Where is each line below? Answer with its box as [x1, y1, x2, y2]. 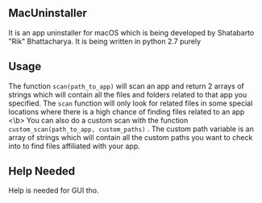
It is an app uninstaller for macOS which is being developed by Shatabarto [8, 27, 255, 37]
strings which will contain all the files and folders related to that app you [8, 89, 247, 99]
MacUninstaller [8, 6, 87, 20]
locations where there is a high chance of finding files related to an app [8, 106, 245, 116]
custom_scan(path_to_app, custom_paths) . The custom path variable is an [8, 124, 254, 134]
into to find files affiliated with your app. [8, 141, 141, 151]
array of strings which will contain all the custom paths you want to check [8, 132, 253, 142]
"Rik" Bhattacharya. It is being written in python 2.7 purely [8, 36, 202, 46]
